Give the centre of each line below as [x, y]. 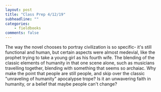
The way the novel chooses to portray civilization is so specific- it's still [79, 47]
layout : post [19, 10]
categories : [17, 24]
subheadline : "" [22, 19]
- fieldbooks [28, 28]
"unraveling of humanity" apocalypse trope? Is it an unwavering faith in [78, 79]
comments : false [22, 33]
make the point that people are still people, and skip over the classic [75, 73]
